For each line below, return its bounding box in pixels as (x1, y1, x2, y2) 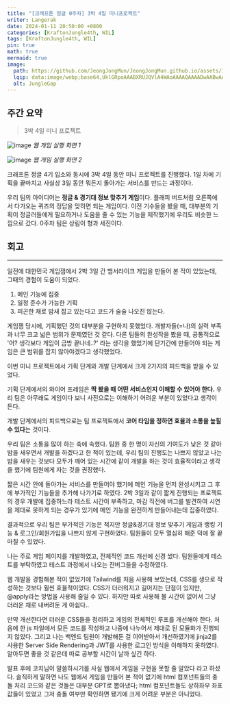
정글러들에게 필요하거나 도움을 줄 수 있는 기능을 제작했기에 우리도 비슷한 (19, 210, 212, 219)
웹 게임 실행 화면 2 (33, 155, 82, 164)
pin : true (7, 42, 36, 49)
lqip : (13, 73, 29, 81)
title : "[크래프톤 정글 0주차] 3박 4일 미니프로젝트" (7, 10, 141, 17)
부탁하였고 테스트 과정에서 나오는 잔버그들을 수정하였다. (19, 560, 168, 568)
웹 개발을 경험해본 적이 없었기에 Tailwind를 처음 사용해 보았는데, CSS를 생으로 (7, 575, 216, 583)
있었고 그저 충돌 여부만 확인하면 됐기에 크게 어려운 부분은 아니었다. (25, 690, 203, 698)
